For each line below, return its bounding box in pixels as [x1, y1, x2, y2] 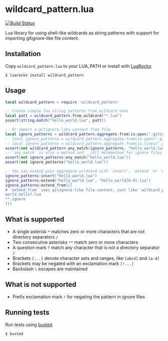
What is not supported [5, 280, 76, 289]
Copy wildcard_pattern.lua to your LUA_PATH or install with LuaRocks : [5, 63, 152, 69]
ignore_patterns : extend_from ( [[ [5, 183, 72, 188]
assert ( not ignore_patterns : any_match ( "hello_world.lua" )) [5, 155, 131, 160]
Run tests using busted [5, 321, 52, 327]
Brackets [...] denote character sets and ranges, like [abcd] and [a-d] [12, 255, 160, 261]
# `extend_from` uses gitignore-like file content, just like [5, 187, 137, 193]
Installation [5, 50, 41, 58]
